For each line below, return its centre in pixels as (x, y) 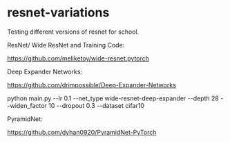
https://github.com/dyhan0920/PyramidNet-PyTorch (82, 132)
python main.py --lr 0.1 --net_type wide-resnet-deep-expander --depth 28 (113, 98)
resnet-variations (58, 13)
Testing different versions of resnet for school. (73, 32)
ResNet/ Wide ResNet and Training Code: (66, 45)
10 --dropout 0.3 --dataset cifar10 (96, 105)
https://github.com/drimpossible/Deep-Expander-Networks (92, 85)
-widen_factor (27, 105)
